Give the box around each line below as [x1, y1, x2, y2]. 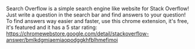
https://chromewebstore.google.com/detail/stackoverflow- [6, 30, 149, 37]
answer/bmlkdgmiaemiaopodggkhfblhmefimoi [6, 37, 118, 43]
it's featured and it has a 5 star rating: [6, 24, 97, 31]
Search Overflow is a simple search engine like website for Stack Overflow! [6, 5, 189, 12]
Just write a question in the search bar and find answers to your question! [6, 11, 186, 18]
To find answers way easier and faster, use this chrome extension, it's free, [6, 18, 189, 24]
